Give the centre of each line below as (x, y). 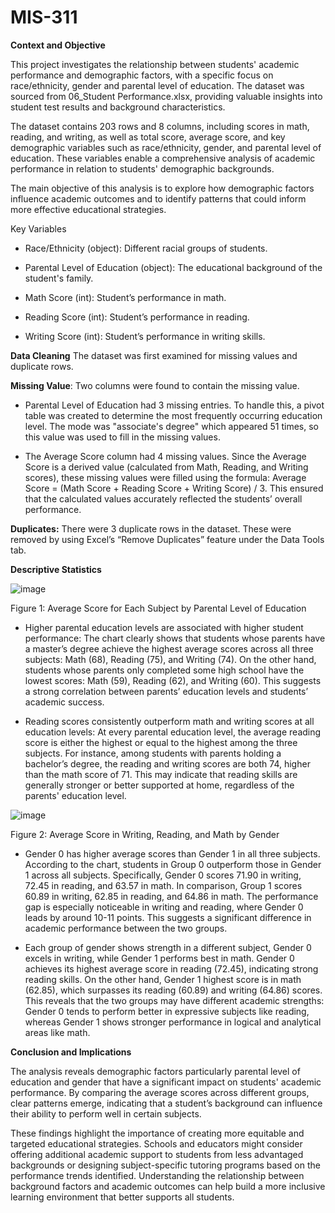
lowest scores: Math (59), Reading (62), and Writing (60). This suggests (173, 680)
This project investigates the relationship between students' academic (155, 64)
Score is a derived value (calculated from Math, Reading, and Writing (166, 467)
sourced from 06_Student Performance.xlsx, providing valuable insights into (166, 96)
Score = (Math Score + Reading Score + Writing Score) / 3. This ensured (174, 488)
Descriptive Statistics (56, 569)
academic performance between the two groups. (126, 928)
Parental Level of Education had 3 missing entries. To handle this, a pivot (174, 405)
